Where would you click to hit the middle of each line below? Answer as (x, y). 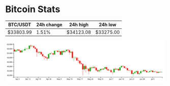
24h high (79, 25)
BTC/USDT (20, 25)
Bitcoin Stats (33, 9)
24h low (107, 25)
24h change (49, 25)
